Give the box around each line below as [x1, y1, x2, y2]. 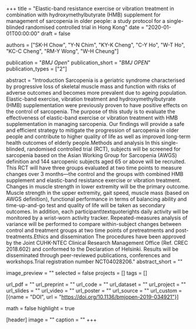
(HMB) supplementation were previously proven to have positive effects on [6, 102, 188, 108]
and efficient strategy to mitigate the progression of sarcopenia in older [6, 127, 180, 134]
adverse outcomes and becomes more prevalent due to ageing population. [6, 89, 187, 96]
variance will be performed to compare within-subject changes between [6, 221, 181, 227]
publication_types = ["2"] [6, 65, 67, 72]
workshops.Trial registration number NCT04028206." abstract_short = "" [6, 258, 183, 265]
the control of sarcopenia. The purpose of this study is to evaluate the [6, 108, 175, 115]
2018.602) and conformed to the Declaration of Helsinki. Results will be [6, 245, 178, 252]
